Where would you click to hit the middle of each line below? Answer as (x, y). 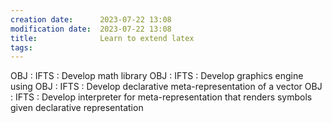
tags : (21, 47)
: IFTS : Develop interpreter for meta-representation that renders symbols (161, 97)
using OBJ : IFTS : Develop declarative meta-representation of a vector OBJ (166, 87)
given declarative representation (77, 108)
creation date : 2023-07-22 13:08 (91, 19)
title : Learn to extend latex (102, 38)
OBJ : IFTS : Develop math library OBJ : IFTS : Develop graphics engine (157, 76)
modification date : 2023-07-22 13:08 (91, 29)
